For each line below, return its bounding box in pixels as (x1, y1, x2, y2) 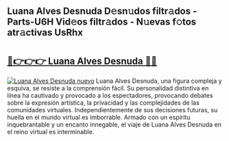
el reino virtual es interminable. (7, 128, 95, 136)
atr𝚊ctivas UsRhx (7, 27, 84, 38)
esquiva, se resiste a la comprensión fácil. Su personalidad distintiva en (7, 84, 209, 92)
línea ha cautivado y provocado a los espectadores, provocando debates (7, 92, 213, 99)
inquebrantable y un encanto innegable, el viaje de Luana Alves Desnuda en (7, 120, 221, 129)
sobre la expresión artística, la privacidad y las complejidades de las (7, 99, 200, 107)
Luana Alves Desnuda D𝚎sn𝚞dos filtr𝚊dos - (7, 5, 197, 17)
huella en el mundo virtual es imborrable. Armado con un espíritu (7, 113, 191, 121)
